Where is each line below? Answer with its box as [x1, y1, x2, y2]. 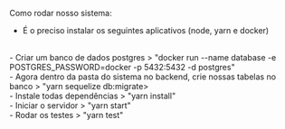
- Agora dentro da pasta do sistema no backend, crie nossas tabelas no [9, 71, 277, 82]
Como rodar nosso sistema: [9, 8, 113, 18]
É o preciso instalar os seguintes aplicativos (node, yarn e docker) [22, 25, 270, 35]
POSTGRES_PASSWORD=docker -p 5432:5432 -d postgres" [9, 62, 235, 72]
